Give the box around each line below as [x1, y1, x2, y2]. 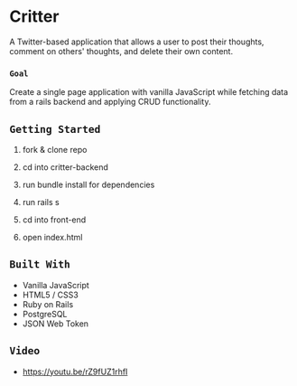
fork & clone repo [22, 145, 88, 155]
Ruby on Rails [22, 298, 74, 309]
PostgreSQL [22, 308, 68, 319]
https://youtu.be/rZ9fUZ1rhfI [22, 366, 128, 377]
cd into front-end [22, 214, 87, 225]
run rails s [22, 197, 60, 208]
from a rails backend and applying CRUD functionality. [9, 97, 211, 108]
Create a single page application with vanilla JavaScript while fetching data [9, 87, 289, 98]
